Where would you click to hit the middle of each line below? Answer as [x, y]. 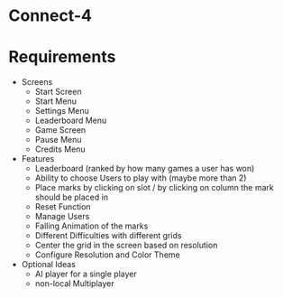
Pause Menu [58, 140]
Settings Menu [62, 111]
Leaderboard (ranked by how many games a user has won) [145, 169]
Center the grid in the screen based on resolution [126, 246]
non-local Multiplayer [74, 284]
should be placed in [72, 197]
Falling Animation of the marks [91, 226]
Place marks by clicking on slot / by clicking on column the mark [154, 188]
